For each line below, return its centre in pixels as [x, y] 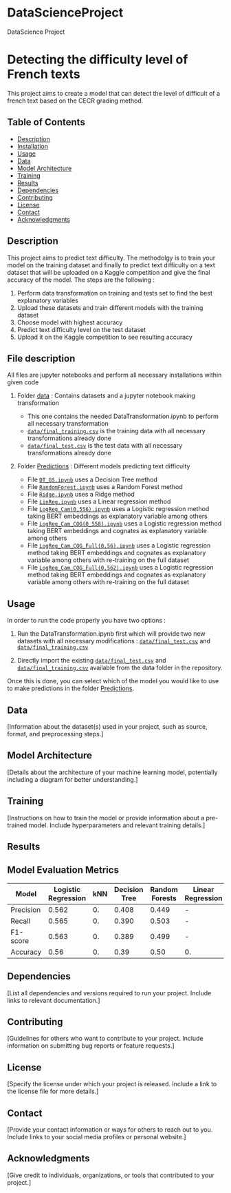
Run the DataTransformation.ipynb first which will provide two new [111, 634]
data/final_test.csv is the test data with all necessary [105, 446]
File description [41, 359]
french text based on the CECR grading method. [75, 101]
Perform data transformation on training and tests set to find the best [115, 293]
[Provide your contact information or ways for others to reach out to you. [110, 1130]
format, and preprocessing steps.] [55, 734]
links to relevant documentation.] [54, 1000]
